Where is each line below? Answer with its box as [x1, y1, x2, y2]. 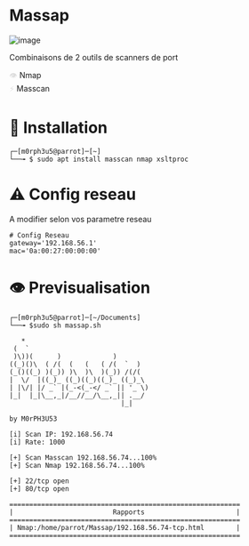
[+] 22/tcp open [9, 477, 69, 486]
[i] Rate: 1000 [9, 438, 66, 446]
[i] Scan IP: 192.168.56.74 [9, 430, 114, 438]
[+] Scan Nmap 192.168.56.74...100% [9, 461, 145, 470]
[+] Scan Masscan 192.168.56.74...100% [9, 453, 157, 462]
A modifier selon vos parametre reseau [9, 213, 152, 224]
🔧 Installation [9, 117, 108, 138]
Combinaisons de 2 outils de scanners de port [9, 52, 179, 62]
